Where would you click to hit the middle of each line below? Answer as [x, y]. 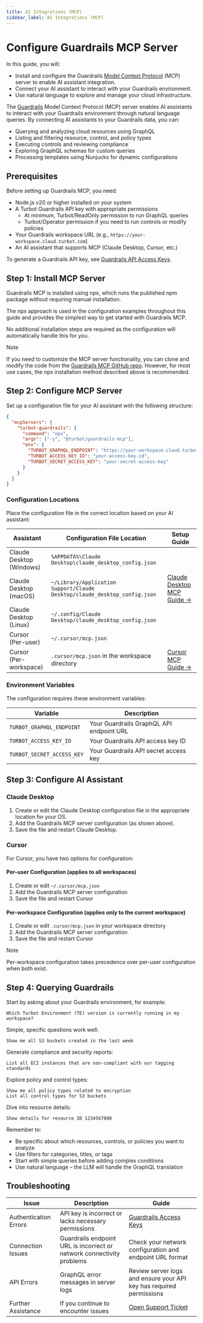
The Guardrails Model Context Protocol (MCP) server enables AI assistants [99, 107]
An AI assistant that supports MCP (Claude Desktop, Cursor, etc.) [96, 248]
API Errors [24, 1282]
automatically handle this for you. [48, 336]
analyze [25, 1148]
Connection [26, 1246]
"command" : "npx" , [45, 433]
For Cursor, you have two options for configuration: [70, 858]
